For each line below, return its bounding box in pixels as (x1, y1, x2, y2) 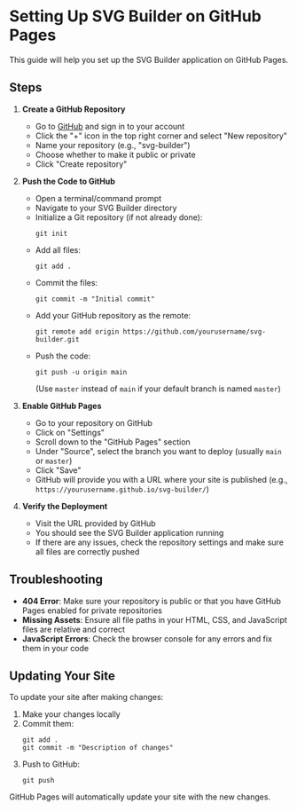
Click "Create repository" (35, 158, 128, 169)
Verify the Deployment (21, 500, 108, 511)
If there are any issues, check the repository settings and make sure (35, 537, 284, 547)
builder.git (35, 335, 80, 343)
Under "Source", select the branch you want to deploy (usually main (35, 445, 282, 456)
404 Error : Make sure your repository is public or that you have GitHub (21, 595, 281, 606)
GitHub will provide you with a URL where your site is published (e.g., (35, 474, 288, 484)
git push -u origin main (35, 367, 128, 376)
